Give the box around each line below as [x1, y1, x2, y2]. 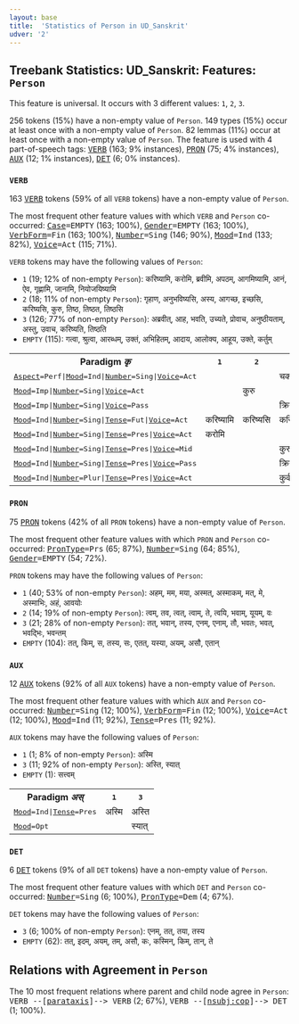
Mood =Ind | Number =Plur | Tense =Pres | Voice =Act [13, 473, 193, 483]
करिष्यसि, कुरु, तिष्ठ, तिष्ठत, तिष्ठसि [21, 304, 124, 315]
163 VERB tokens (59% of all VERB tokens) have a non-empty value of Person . [9, 194, 289, 204]
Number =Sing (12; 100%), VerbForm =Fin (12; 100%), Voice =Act [46, 706, 288, 716]
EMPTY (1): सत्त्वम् [21, 769, 76, 780]
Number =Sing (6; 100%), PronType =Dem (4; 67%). [46, 891, 234, 902]
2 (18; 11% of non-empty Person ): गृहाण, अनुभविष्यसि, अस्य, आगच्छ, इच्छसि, [21, 293, 264, 304]
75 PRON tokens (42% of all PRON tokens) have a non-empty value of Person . [9, 516, 287, 527]
